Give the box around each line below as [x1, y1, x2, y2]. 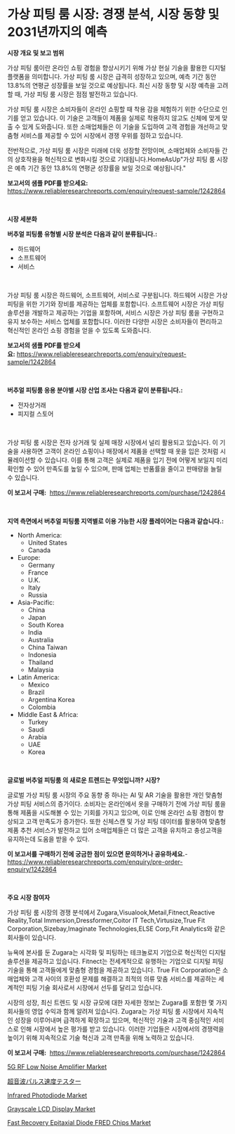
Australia [27, 635, 54, 644]
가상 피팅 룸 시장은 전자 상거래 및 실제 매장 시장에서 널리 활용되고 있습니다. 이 [7, 438, 219, 447]
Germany [27, 561, 55, 569]
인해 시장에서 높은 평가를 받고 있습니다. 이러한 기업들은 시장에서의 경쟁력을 [20, 1024, 224, 1033]
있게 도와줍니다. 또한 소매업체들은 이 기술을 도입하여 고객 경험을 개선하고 [22, 122, 221, 131]
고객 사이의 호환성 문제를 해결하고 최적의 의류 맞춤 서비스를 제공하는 [31, 974, 217, 983]
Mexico [27, 680, 50, 689]
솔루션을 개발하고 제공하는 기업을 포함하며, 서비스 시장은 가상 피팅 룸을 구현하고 [7, 308, 224, 317]
